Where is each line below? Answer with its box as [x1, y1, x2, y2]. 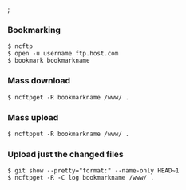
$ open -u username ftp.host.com [7, 50, 119, 58]
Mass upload [7, 111, 59, 123]
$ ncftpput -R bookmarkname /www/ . [7, 130, 129, 138]
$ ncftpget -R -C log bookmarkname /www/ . [7, 174, 155, 182]
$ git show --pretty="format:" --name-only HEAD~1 [7, 167, 180, 175]
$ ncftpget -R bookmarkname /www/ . [7, 93, 129, 101]
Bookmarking [7, 24, 61, 35]
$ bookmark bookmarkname [7, 57, 90, 65]
